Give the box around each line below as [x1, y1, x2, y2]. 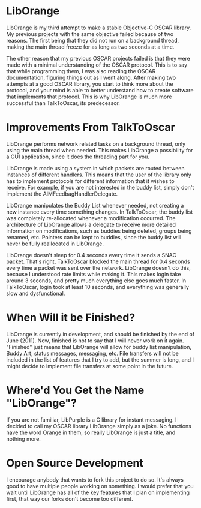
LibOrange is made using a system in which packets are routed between [6, 164, 185, 172]
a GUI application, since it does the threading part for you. [6, 153, 150, 160]
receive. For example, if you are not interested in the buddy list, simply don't [6, 184, 194, 191]
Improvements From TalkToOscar [6, 121, 175, 134]
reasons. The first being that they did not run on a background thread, [6, 37, 179, 44]
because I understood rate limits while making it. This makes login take [6, 270, 181, 278]
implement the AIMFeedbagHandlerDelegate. [6, 190, 118, 197]
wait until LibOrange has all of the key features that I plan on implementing [6, 489, 190, 496]
